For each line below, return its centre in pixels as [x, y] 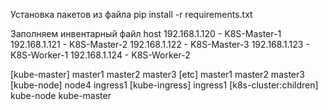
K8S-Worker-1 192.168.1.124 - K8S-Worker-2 [100, 55]
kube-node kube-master [61, 95]
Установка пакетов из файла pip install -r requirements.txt [131, 14]
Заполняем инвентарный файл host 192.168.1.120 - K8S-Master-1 [146, 33]
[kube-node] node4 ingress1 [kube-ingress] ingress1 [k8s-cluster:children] [164, 85]
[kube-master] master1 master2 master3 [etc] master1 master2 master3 [157, 74]
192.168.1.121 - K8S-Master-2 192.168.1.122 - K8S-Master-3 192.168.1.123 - [160, 44]
